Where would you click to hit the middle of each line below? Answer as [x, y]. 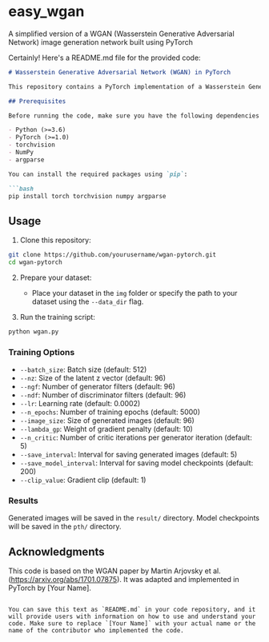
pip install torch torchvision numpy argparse [87, 196]
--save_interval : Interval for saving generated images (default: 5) [128, 455]
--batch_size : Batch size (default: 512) [83, 369]
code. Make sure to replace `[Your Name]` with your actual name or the [132, 624]
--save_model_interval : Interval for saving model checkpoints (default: [137, 463]
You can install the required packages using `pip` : [98, 174]
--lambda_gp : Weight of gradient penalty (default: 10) [106, 429]
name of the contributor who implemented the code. [96, 631]
